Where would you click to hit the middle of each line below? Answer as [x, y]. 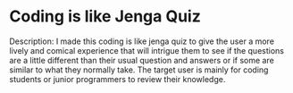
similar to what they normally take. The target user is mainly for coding [139, 70]
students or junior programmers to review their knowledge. [117, 79]
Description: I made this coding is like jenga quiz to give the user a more [142, 41]
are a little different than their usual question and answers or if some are [142, 60]
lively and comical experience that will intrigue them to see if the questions [146, 50]
